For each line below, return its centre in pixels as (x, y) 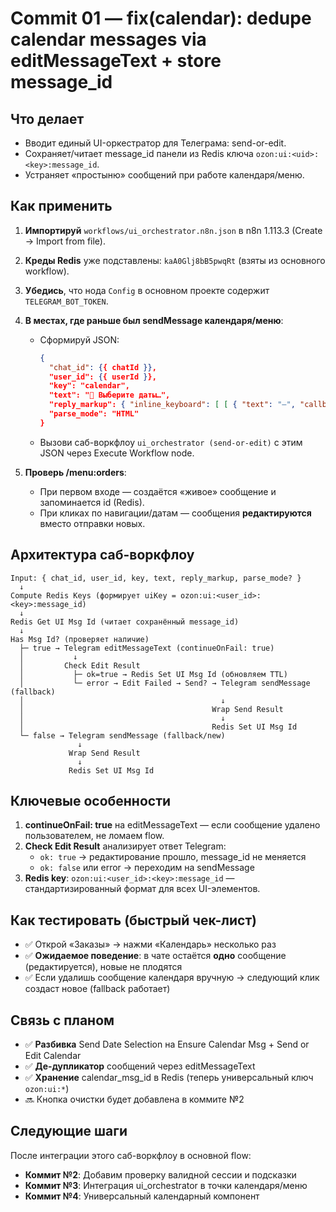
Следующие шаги (69, 1131)
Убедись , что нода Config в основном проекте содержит (147, 290)
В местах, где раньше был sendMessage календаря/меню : (154, 320)
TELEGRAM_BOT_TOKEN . (66, 301)
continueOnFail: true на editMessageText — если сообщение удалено (172, 825)
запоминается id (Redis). (92, 502)
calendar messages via (108, 39)
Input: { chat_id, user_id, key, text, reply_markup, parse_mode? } (156, 578)
